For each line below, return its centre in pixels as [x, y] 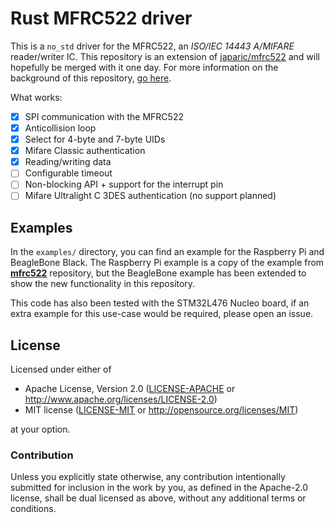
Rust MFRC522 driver [101, 18]
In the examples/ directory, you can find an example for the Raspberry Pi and [167, 252]
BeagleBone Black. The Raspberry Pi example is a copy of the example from [167, 263]
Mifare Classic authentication [85, 151]
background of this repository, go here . [91, 78]
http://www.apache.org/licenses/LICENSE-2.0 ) [121, 399]
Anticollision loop [60, 128]
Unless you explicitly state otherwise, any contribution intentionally [148, 477]
